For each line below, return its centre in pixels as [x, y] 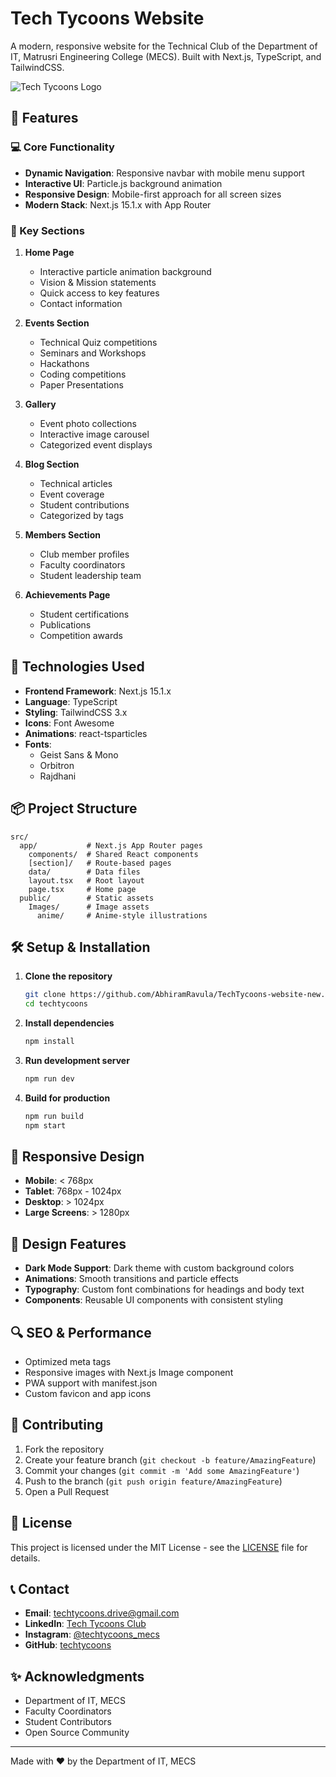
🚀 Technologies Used [77, 667]
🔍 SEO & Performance [81, 1332]
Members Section [62, 534]
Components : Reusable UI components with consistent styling [154, 1300]
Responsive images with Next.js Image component [129, 1373]
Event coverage [72, 494]
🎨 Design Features [68, 1243]
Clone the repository [68, 976]
